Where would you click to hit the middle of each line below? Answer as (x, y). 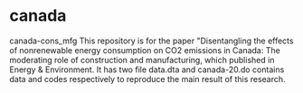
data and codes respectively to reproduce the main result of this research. (148, 79)
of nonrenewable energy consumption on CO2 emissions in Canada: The (145, 50)
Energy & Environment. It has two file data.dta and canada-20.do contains (147, 70)
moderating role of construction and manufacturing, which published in (142, 60)
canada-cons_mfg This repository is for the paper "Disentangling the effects (151, 41)
